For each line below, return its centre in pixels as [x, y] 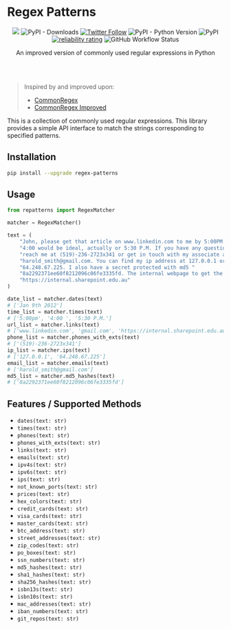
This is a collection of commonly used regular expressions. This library [107, 121]
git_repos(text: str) [48, 619]
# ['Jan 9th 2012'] [35, 305]
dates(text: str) [42, 421]
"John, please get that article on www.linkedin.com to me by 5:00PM [121, 242]
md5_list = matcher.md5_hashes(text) [61, 376]
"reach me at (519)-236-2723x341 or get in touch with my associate [120, 254]
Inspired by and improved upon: [69, 86]
